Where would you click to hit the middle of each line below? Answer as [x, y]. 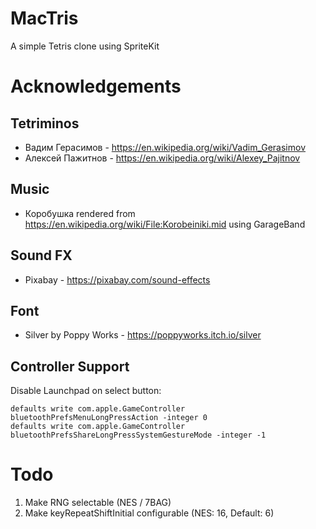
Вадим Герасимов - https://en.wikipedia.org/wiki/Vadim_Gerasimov [165, 147]
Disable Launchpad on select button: [86, 391]
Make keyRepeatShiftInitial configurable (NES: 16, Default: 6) [149, 513]
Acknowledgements [96, 86]
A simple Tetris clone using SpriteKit [85, 46]
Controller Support [70, 366]
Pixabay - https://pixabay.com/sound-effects [117, 279]
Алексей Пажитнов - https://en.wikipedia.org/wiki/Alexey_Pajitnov [162, 158]
